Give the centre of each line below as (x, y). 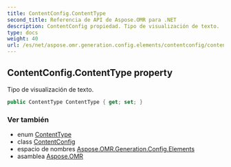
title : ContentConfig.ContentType (57, 13)
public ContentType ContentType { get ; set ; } (75, 102)
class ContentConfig (46, 142)
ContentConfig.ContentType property (90, 73)
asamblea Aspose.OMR (50, 156)
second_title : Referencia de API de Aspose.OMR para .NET (92, 20)
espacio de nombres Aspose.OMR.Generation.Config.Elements (106, 149)
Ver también (28, 119)
